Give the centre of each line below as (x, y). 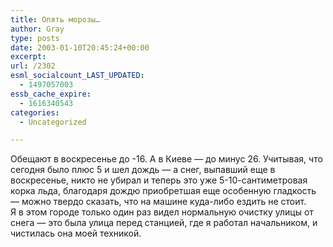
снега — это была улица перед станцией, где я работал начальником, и (164, 223)
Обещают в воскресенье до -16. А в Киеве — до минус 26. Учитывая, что (166, 159)
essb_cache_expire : (51, 94)
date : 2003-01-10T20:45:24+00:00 (80, 47)
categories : (35, 112)
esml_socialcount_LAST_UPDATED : (77, 76)
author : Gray (37, 29)
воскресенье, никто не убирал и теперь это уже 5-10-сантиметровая (159, 180)
